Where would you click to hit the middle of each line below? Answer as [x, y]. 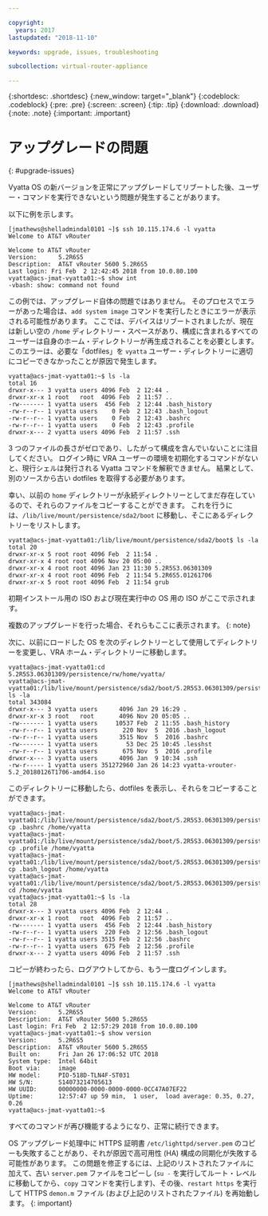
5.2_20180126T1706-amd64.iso [57, 773]
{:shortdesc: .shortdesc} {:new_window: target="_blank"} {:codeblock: [124, 96]
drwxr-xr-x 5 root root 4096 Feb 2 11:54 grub [89, 582]
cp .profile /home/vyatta [51, 849]
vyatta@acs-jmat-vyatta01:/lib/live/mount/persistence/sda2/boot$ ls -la [134, 541]
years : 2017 [35, 30]
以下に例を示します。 [43, 214]
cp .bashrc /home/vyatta [49, 828]
